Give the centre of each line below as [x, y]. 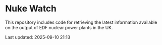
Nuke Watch [31, 9]
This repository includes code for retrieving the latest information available [81, 22]
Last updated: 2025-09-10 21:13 [38, 37]
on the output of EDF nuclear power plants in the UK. [59, 27]
